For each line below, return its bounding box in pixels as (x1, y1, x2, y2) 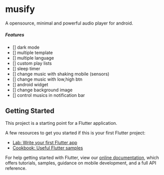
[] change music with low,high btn (12, 76, 83, 82)
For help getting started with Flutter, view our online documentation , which (5, 154, 159, 160)
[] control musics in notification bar (12, 92, 85, 98)
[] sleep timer (12, 65, 41, 71)
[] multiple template (12, 49, 53, 56)
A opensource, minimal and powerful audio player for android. (5, 20, 133, 26)
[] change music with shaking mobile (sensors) (12, 71, 109, 77)
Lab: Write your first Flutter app (12, 139, 78, 145)
